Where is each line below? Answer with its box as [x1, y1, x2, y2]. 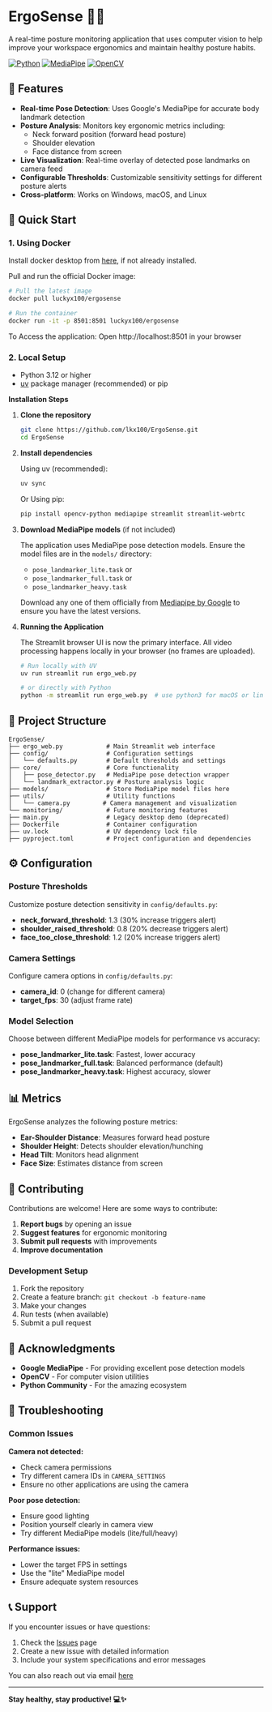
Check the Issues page [19, 1637, 97, 1647]
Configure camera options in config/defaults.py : [8, 971, 173, 981]
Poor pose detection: [8, 1495, 81, 1504]
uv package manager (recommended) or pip [19, 379, 168, 388]
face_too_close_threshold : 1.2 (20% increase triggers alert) [19, 932, 221, 942]
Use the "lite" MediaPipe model [19, 1568, 125, 1577]
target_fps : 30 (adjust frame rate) [19, 995, 134, 1005]
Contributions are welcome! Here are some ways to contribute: [8, 1203, 219, 1213]
